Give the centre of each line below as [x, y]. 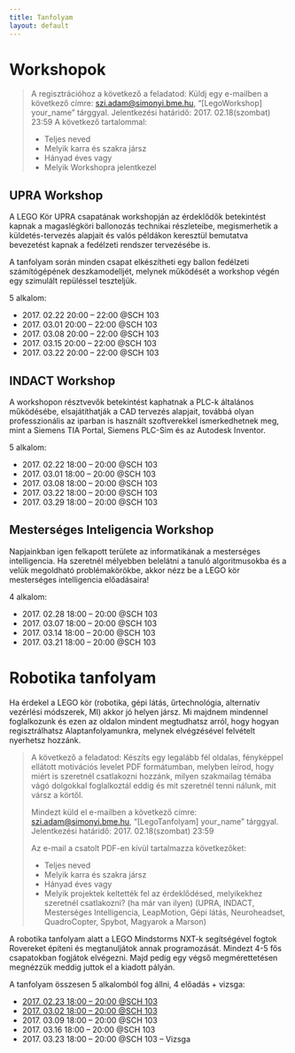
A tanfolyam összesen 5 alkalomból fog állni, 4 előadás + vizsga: [127, 984]
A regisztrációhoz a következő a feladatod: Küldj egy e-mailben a [149, 94]
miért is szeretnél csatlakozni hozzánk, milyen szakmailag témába [151, 776]
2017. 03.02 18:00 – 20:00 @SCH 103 [89, 1010]
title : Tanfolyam [41, 17]
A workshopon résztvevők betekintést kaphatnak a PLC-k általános [132, 402]
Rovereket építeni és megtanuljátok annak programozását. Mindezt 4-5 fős [145, 948]
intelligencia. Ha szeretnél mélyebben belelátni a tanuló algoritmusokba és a [148, 561]
